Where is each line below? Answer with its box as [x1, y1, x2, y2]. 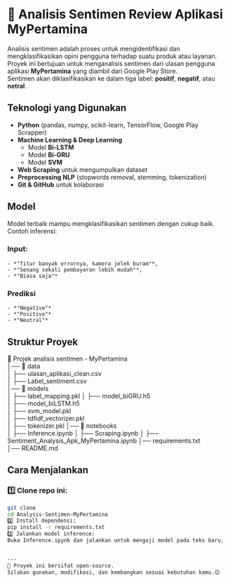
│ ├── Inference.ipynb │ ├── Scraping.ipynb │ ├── [7, 429, 159, 437]
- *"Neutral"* [7, 317, 49, 324]
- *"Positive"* [7, 311, 52, 318]
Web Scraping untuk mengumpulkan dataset [17, 165, 148, 174]
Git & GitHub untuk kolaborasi [17, 180, 104, 189]
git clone [7, 504, 36, 511]
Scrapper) [17, 128, 47, 136]
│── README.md [7, 443, 58, 452]
